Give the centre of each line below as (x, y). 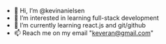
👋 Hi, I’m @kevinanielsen (49, 11)
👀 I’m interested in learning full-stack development (86, 18)
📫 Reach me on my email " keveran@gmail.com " (84, 33)
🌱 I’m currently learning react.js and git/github (80, 25)
